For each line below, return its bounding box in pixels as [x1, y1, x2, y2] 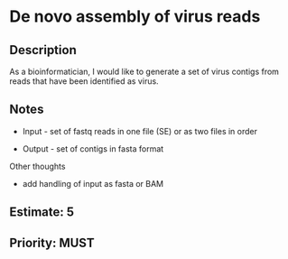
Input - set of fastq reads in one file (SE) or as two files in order [22, 125, 257, 136]
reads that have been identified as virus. [9, 76, 160, 87]
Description [9, 42, 77, 58]
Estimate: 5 [9, 205, 75, 220]
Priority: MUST [9, 235, 95, 250]
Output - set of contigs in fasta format [22, 143, 164, 154]
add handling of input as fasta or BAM [22, 178, 164, 189]
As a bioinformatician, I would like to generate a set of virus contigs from [9, 66, 280, 77]
